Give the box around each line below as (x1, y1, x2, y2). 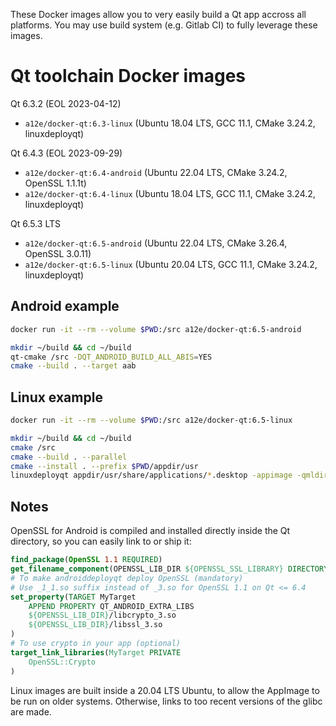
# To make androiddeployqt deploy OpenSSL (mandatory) (10, 573, 244, 583)
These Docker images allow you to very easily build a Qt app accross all (10, 9, 307, 20)
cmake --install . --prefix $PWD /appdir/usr (10, 461, 199, 471)
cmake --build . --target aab (10, 361, 137, 371)
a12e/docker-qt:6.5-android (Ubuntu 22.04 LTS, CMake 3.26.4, (24, 237, 288, 249)
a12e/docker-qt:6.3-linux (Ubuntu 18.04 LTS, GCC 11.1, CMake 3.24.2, (24, 117, 316, 129)
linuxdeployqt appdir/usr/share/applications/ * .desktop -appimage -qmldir (10, 470, 329, 481)
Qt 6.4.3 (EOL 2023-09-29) (10, 147, 123, 159)
